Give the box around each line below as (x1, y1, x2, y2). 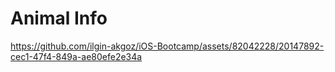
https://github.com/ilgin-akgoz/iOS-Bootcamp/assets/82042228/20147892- (10, 40, 325, 52)
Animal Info (10, 7, 108, 30)
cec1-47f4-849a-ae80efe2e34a (10, 50, 143, 62)
